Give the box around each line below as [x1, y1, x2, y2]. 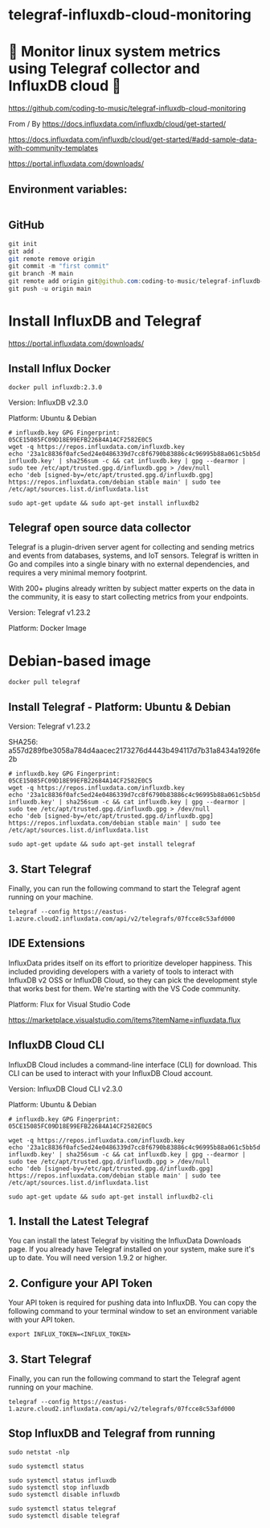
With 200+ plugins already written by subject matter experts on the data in [8, 583, 256, 593]
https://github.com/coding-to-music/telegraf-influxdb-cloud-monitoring [8, 103, 247, 114]
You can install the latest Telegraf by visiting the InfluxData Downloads [8, 1235, 242, 1246]
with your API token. [8, 1315, 76, 1325]
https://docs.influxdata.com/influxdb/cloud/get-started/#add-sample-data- [8, 135, 258, 144]
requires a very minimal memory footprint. [8, 568, 148, 578]
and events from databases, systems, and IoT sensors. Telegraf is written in [8, 550, 259, 561]
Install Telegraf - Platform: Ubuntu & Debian [8, 700, 231, 714]
